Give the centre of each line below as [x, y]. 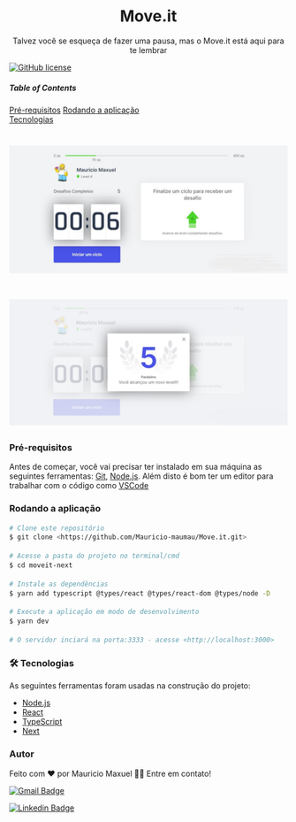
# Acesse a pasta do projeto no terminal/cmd [94, 556]
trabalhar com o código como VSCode [79, 486]
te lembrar [148, 50]
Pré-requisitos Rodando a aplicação [74, 110]
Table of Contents [43, 88]
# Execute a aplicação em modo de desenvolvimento [104, 612]
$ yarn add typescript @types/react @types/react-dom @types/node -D [140, 593]
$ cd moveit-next [41, 565]
